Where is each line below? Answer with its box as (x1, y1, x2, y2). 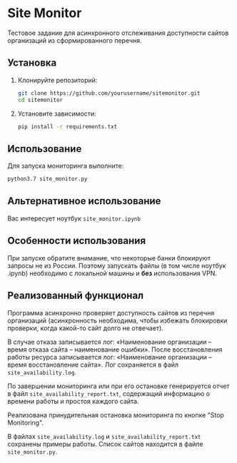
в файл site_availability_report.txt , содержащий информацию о (7, 389, 211, 397)
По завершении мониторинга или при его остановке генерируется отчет (7, 382, 230, 390)
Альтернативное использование (7, 195, 161, 208)
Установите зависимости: (17, 109, 96, 118)
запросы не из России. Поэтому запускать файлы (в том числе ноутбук (7, 261, 226, 270)
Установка (7, 57, 57, 69)
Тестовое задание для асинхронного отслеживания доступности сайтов (7, 29, 229, 37)
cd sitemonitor (17, 96, 64, 103)
